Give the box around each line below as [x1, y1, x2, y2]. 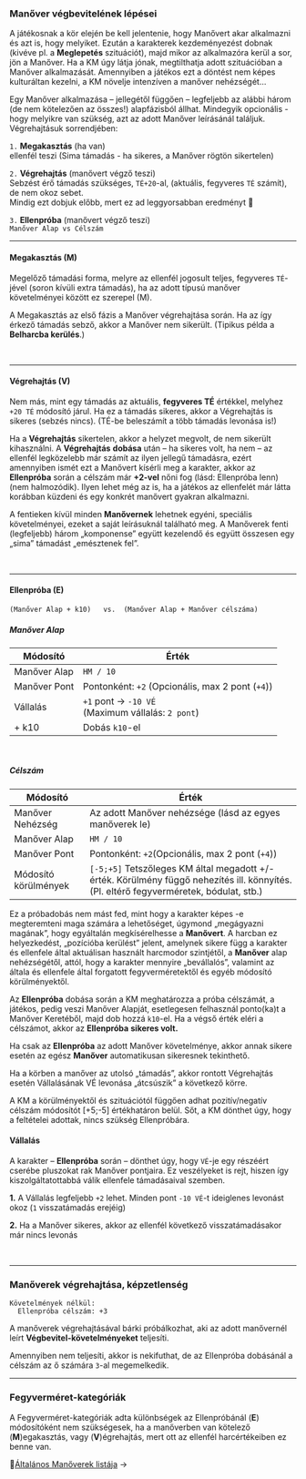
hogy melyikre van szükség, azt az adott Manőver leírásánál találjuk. [9, 113, 266, 125]
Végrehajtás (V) [9, 376, 71, 387]
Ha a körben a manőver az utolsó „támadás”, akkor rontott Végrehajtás [9, 1067, 273, 1078]
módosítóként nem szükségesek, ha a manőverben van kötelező [9, 1422, 250, 1433]
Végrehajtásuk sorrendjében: [9, 123, 118, 134]
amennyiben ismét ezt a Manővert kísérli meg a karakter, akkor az [9, 462, 257, 473]
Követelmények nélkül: [9, 1299, 96, 1309]
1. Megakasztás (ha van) [9, 140, 107, 152]
